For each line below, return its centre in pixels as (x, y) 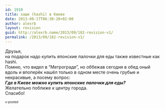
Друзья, (14, 51)
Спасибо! (15, 93)
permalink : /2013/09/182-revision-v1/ (45, 37)
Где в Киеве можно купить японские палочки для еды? (66, 82)
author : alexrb (21, 23)
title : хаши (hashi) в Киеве (35, 14)
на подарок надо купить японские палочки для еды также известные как (82, 56)
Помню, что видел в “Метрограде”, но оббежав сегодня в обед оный (78, 67)
